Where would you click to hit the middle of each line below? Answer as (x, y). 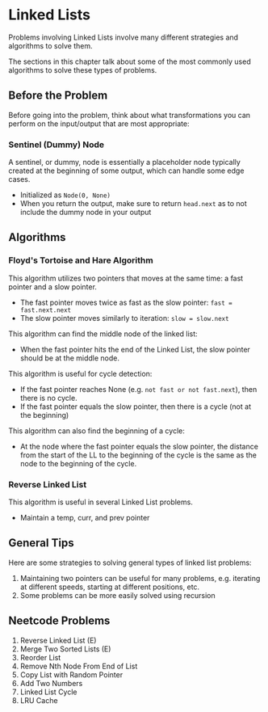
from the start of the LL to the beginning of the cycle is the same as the (138, 455)
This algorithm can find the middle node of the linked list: (103, 334)
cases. (19, 179)
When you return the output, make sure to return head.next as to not (134, 204)
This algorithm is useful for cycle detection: (80, 373)
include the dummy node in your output (86, 213)
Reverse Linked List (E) (58, 640)
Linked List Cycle (49, 692)
